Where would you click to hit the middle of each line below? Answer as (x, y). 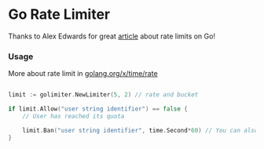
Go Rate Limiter (59, 15)
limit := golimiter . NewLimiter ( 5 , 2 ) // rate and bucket (103, 95)
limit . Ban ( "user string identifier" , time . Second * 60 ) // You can (132, 130)
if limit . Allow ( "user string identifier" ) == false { (98, 109)
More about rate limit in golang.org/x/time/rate (83, 74)
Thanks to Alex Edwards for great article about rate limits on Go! (112, 36)
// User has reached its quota (73, 116)
